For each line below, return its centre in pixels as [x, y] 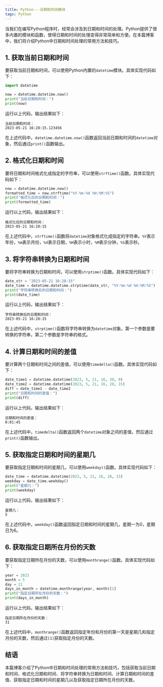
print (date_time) [23, 295]
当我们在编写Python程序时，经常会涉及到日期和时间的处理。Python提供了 [79, 29]
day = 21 [14, 584]
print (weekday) [20, 490]
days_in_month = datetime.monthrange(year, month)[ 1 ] [61, 589]
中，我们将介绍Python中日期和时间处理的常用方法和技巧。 [63, 41]
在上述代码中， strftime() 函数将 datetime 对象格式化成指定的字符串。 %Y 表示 [80, 236]
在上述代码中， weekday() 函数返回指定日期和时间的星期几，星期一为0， [76, 524]
